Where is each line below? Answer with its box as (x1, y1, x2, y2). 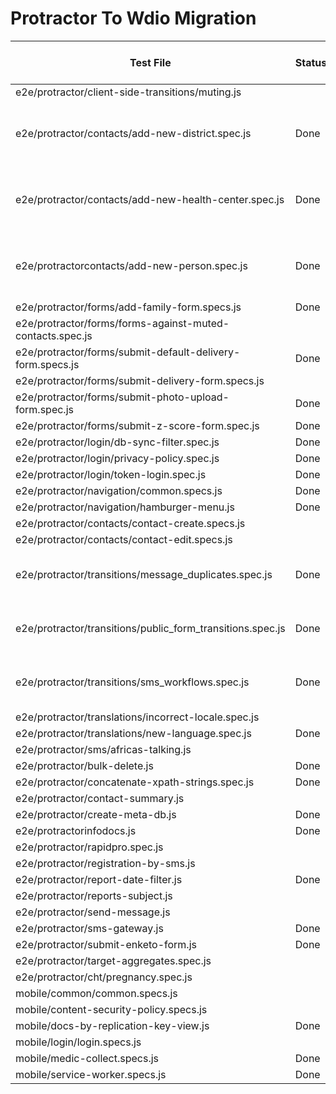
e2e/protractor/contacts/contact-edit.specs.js (15, 532, 233, 546)
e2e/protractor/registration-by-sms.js (15, 856, 196, 870)
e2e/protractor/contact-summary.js (15, 791, 185, 805)
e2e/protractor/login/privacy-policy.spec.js (15, 451, 220, 465)
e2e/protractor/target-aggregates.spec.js (15, 953, 212, 967)
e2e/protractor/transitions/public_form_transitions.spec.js (15, 621, 286, 635)
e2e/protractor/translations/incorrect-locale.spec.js (15, 710, 260, 724)
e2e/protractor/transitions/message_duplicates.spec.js (15, 567, 273, 581)
